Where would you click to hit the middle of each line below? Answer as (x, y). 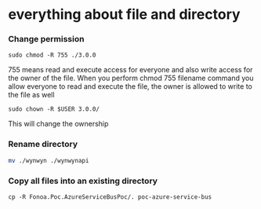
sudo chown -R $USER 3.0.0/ (54, 109)
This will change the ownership (58, 124)
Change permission (46, 39)
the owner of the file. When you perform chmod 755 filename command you (131, 78)
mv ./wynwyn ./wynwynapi (49, 160)
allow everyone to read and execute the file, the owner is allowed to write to (130, 86)
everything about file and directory (124, 15)
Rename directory (43, 145)
